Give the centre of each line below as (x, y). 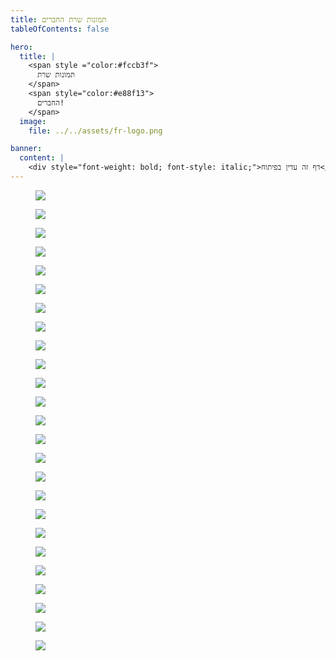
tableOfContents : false (60, 29)
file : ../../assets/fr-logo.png (95, 131)
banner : (26, 149)
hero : (21, 47)
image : (33, 121)
